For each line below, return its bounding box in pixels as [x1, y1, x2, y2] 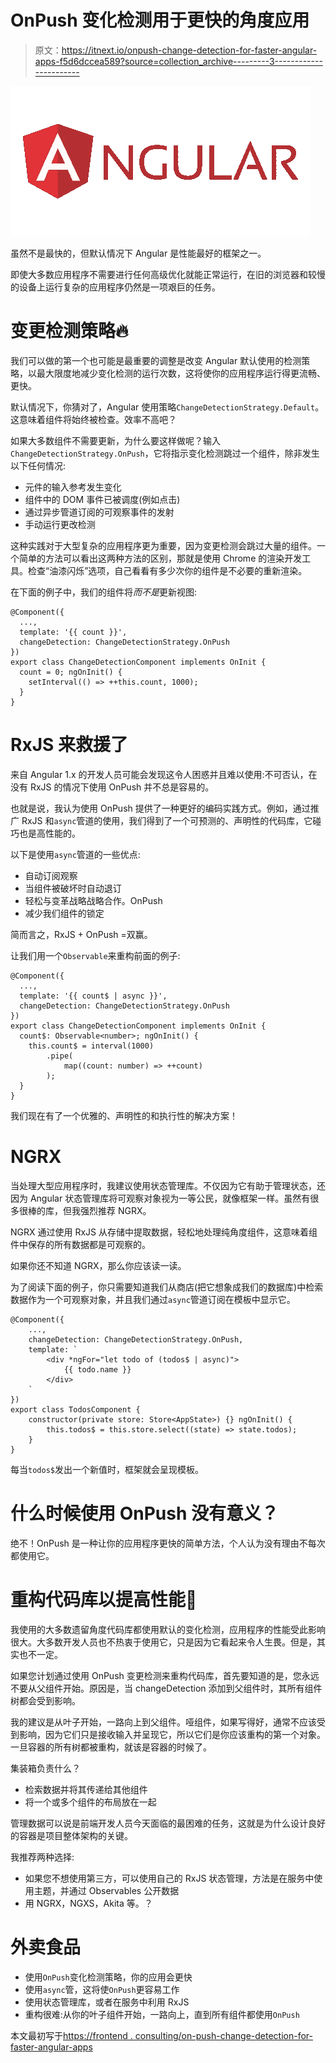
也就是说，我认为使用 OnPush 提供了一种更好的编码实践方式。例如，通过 [10, 802, 311, 814]
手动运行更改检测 [24, 518, 96, 530]
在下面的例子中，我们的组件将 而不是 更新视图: [10, 586, 198, 598]
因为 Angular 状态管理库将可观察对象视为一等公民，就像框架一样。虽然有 [10, 1192, 311, 1204]
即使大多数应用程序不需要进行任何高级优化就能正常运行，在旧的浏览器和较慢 [10, 268, 326, 280]
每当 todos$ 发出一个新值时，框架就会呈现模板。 [10, 1463, 204, 1475]
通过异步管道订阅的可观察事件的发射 [24, 506, 175, 518]
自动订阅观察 [24, 869, 78, 881]
